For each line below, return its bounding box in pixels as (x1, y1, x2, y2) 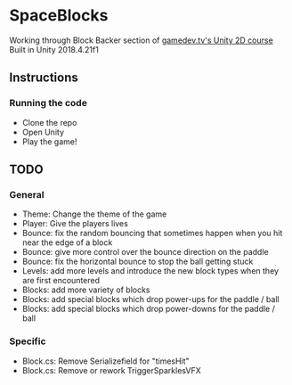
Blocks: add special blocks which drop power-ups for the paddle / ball (21, 294, 280, 305)
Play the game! (21, 135, 77, 147)
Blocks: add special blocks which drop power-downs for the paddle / (21, 304, 276, 315)
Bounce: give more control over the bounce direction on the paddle (21, 247, 269, 258)
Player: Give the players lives (21, 218, 129, 229)
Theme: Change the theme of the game (21, 209, 167, 219)
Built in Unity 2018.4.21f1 (9, 44, 100, 54)
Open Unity (21, 127, 65, 137)
